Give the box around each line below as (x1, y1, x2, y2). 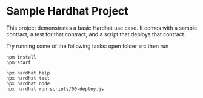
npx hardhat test (6, 75, 50, 81)
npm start (6, 59, 32, 65)
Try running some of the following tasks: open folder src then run (6, 42, 169, 50)
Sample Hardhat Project (6, 4, 128, 18)
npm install (6, 54, 36, 60)
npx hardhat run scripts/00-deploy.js (6, 86, 104, 92)
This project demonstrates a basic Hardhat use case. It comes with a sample (6, 24, 198, 31)
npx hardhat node (6, 80, 50, 87)
